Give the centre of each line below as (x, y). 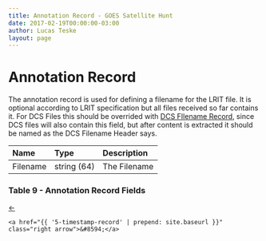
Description (125, 153)
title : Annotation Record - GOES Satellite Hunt (91, 16)
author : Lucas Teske (43, 30)
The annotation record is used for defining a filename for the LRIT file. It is (130, 100)
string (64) (75, 167)
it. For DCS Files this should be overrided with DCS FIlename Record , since (131, 117)
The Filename (128, 167)
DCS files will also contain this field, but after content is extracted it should (131, 125)
